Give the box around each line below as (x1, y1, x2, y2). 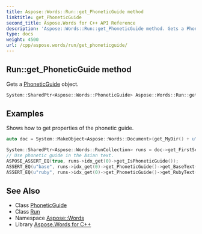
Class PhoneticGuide (14, 202, 67, 209)
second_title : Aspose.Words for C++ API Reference (6, 20, 136, 26)
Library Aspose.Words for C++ (14, 221, 91, 228)
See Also (6, 186, 40, 196)
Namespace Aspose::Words (14, 214, 84, 222)
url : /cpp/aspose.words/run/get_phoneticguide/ (6, 43, 128, 49)
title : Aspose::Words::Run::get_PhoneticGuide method (6, 8, 144, 15)
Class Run (14, 208, 40, 215)
